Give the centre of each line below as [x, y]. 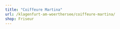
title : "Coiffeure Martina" [34, 10]
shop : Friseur [20, 19]
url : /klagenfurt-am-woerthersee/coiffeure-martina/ [60, 14]
